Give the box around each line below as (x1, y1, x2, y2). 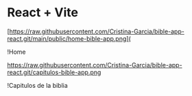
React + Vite (7, 5, 79, 20)
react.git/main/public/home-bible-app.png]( (7, 34, 132, 42)
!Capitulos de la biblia (7, 81, 69, 89)
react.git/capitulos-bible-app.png (7, 68, 101, 76)
